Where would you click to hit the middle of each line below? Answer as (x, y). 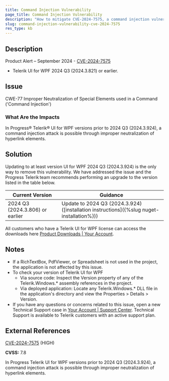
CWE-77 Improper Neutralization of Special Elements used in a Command (81, 99)
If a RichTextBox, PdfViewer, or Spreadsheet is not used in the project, (85, 261)
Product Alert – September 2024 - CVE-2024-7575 (58, 61)
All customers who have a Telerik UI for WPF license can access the (76, 228)
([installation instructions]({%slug (101, 210)
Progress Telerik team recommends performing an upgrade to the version (81, 177)
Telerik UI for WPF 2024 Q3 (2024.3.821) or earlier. (65, 70)
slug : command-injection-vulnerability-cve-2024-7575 (63, 24)
